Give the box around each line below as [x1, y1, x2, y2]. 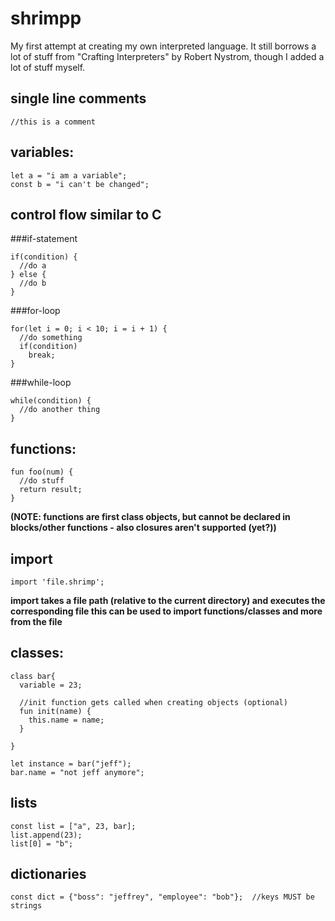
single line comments [10, 90, 147, 107]
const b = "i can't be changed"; [10, 179, 150, 189]
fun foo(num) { [10, 467, 74, 477]
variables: [10, 144, 75, 161]
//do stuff [19, 476, 65, 486]
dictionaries [10, 866, 87, 883]
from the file [10, 616, 63, 627]
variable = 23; [19, 680, 83, 690]
